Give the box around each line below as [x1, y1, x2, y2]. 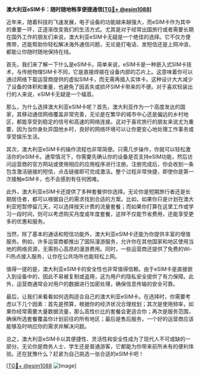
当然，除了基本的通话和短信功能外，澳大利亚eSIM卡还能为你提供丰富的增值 [6, 230, 191, 237]
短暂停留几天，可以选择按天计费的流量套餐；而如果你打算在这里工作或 [16, 203, 189, 210]
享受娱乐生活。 [6, 133, 43, 140]
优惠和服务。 [16, 218, 48, 225]
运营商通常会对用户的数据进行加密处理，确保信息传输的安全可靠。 [16, 280, 179, 287]
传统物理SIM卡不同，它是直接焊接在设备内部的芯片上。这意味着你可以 [21, 68, 193, 75]
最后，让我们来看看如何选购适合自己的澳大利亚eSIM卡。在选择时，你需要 [6, 293, 186, 300]
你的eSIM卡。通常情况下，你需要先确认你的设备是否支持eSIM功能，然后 [11, 153, 188, 160]
